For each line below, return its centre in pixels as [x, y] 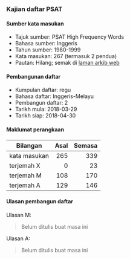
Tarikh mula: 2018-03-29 [46, 109]
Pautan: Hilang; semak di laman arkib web [67, 63]
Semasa [86, 145]
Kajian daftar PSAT [34, 9]
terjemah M [26, 175]
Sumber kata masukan [35, 24]
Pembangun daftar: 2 [41, 103]
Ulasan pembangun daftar [40, 202]
